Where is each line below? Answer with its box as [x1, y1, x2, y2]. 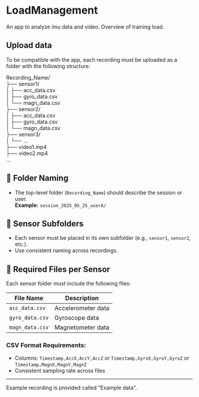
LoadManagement [6, 4, 98, 17]
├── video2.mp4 [6, 150, 49, 157]
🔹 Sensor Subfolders [6, 218, 84, 228]
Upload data [6, 40, 52, 50]
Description [65, 294, 99, 303]
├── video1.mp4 [6, 143, 47, 150]
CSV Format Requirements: [6, 341, 86, 350]
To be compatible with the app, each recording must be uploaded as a [6, 56, 178, 63]
